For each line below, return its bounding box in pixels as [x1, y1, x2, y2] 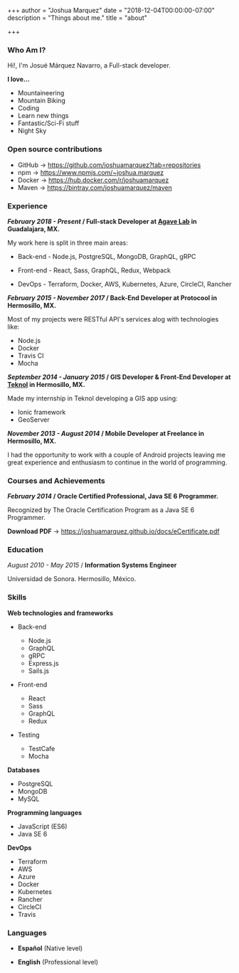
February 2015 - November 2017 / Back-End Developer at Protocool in [7, 293, 218, 302]
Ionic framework [17, 408, 66, 416]
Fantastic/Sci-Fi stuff [17, 119, 80, 127]
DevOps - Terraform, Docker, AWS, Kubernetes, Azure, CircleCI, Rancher [17, 280, 232, 288]
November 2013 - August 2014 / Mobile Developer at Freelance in [7, 429, 205, 437]
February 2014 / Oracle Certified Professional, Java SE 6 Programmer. [7, 492, 219, 501]
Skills [7, 592, 27, 602]
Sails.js [28, 666, 50, 675]
